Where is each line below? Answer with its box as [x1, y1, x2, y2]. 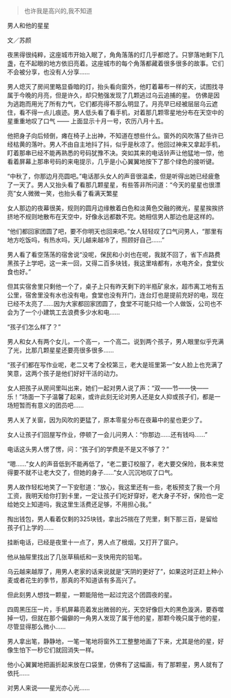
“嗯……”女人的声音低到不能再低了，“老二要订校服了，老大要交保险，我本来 [7, 460, 218, 468]
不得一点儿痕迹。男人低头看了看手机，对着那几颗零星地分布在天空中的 [25, 108, 224, 116]
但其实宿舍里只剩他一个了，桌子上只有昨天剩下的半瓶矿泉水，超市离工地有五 [7, 283, 224, 290]
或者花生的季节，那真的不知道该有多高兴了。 [12, 576, 140, 584]
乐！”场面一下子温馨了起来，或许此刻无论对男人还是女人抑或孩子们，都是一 [7, 393, 221, 400]
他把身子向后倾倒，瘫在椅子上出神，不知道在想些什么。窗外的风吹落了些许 [7, 132, 218, 140]
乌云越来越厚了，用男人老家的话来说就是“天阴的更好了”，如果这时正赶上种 [7, 568, 218, 575]
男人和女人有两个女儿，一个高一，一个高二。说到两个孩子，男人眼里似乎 [7, 338, 212, 345]
